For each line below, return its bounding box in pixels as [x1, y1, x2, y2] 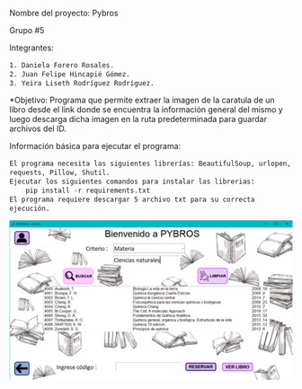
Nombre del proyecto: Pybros [9, 8, 119, 18]
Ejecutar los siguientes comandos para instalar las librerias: [9, 177, 255, 186]
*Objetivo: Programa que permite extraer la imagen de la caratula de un [9, 94, 276, 105]
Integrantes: [9, 42, 54, 53]
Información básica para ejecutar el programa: [9, 141, 182, 151]
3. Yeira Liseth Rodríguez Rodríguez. [9, 79, 155, 88]
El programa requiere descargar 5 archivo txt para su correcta [9, 195, 255, 204]
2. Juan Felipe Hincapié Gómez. [9, 70, 130, 79]
